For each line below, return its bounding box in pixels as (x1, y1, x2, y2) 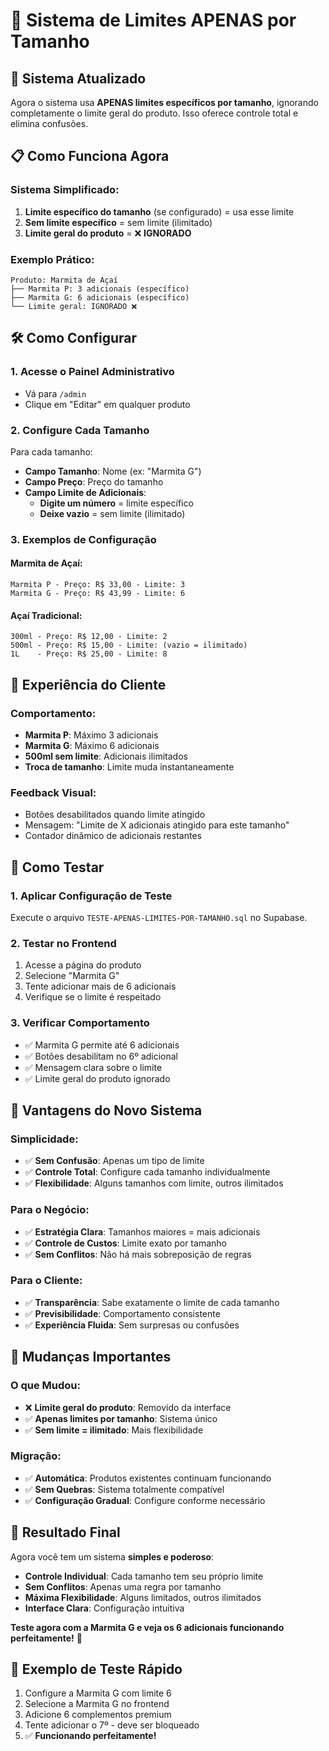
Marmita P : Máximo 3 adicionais (24, 729, 159, 741)
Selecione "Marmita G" (24, 970, 120, 982)
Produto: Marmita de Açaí (10, 275, 118, 285)
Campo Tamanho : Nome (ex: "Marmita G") (24, 465, 202, 477)
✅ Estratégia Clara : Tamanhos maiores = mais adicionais (24, 1225, 261, 1238)
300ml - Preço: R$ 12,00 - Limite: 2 (10, 632, 168, 642)
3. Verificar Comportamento (10, 1016, 150, 1030)
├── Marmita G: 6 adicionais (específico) (10, 292, 190, 303)
